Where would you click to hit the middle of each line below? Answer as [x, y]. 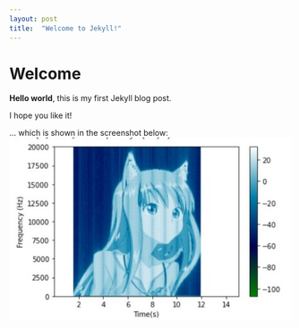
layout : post [34, 19]
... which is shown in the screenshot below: [89, 133]
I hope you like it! [41, 115]
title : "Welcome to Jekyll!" [66, 28]
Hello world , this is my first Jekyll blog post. [90, 98]
